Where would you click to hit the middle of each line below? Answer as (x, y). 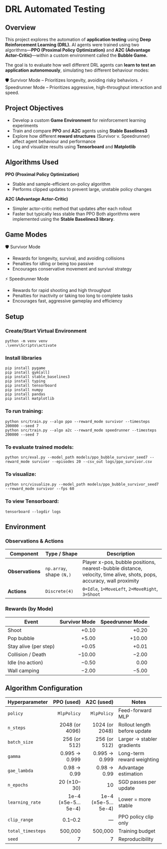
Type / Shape (62, 554)
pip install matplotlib (30, 399)
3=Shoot (91, 595)
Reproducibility (136, 839)
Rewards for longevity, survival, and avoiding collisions (69, 258)
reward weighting (139, 759)
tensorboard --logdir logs (33, 512)
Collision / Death (27, 654)
